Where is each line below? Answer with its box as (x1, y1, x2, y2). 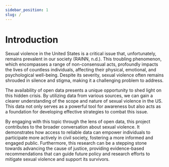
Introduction (5, 34, 59, 46)
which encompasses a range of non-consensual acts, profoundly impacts (5, 61, 158, 67)
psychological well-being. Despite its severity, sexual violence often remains (5, 72, 164, 78)
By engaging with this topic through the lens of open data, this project (5, 118, 150, 124)
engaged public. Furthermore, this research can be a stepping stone (5, 140, 147, 146)
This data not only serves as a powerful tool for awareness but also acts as (5, 103, 161, 109)
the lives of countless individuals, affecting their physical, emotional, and (5, 67, 156, 73)
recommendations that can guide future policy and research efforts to (5, 151, 150, 157)
